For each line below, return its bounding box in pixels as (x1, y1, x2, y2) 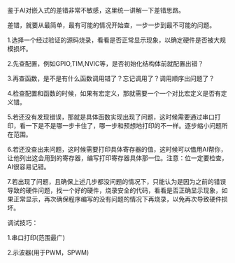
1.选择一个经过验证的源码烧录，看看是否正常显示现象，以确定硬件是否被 (7, 36, 214, 44)
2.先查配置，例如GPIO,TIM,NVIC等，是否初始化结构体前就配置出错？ (7, 59, 204, 68)
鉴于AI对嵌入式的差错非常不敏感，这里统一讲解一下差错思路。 (7, 6, 185, 14)
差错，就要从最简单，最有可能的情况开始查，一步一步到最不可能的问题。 (7, 21, 215, 29)
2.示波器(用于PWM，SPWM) (7, 248, 90, 257)
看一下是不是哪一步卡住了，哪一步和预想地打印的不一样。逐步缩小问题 (19, 122, 222, 129)
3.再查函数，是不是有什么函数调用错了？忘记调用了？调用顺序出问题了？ (7, 74, 215, 83)
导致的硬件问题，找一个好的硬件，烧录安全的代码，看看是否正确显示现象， (7, 186, 222, 194)
